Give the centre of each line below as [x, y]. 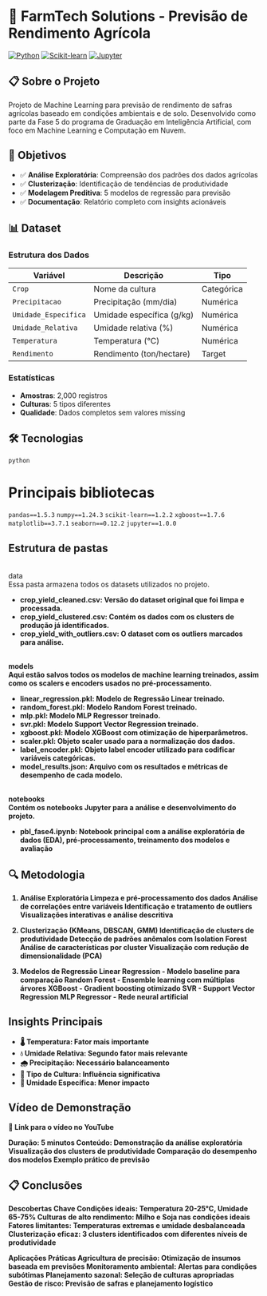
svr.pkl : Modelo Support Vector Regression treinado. [109, 724]
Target [214, 354]
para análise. [42, 642]
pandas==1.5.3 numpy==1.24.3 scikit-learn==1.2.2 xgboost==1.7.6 [117, 515]
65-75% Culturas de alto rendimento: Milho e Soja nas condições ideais [130, 1217]
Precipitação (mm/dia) [135, 302]
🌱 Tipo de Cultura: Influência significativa [90, 1074]
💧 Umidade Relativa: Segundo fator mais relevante [104, 1053]
